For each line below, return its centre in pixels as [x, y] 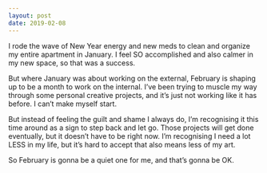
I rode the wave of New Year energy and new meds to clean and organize [129, 45]
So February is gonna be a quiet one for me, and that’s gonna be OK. [121, 159]
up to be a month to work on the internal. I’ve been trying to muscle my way [133, 86]
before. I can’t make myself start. [63, 104]
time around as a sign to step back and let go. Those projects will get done [131, 128]
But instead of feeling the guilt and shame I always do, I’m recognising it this [133, 119]
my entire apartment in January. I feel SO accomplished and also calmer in [131, 54]
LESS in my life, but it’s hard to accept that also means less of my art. [122, 144]
